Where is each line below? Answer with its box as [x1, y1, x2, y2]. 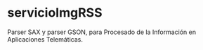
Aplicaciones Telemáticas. [7, 35, 83, 43]
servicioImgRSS [7, 5, 103, 21]
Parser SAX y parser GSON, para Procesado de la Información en [7, 28, 197, 36]
